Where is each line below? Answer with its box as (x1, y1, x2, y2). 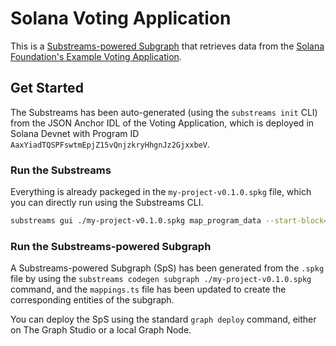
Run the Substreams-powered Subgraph (10, 239, 212, 253)
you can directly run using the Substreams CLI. (10, 197, 204, 209)
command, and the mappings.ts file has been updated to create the (10, 283, 287, 296)
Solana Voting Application (10, 7, 232, 30)
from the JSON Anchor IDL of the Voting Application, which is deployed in (10, 117, 315, 129)
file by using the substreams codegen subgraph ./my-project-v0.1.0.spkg (10, 273, 312, 285)
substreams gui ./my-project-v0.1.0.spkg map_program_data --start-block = (10, 216, 329, 226)
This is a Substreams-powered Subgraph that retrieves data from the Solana (10, 40, 325, 52)
